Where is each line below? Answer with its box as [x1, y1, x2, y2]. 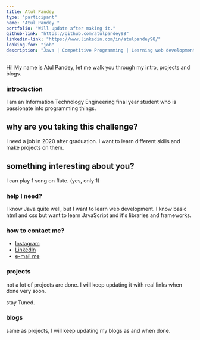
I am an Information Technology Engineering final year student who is [6, 99, 177, 106]
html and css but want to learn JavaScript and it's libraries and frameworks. [6, 212, 192, 219]
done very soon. [6, 287, 46, 294]
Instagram [14, 240, 40, 247]
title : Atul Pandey [6, 8, 55, 15]
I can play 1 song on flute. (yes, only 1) [6, 177, 100, 184]
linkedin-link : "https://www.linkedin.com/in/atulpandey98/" [6, 36, 161, 42]
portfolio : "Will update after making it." [6, 25, 116, 32]
